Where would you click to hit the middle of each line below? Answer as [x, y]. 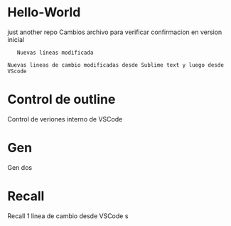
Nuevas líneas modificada [55, 53]
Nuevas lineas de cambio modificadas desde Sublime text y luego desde [116, 65]
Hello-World [44, 12]
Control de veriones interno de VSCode [65, 119]
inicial [16, 39]
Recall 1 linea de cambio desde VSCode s [68, 216]
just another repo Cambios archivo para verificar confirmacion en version [115, 32]
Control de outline [61, 99]
